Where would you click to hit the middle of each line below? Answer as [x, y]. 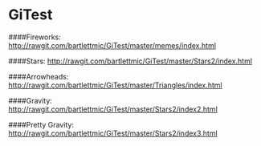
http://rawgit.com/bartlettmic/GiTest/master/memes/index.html [112, 45]
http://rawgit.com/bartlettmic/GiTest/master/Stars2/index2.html [113, 109]
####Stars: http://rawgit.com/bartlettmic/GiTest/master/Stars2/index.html [130, 61]
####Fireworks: [35, 37]
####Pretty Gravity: [41, 124]
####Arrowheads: [39, 76]
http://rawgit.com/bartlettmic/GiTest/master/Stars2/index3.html [113, 133]
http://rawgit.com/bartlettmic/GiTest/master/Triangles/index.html [115, 85]
